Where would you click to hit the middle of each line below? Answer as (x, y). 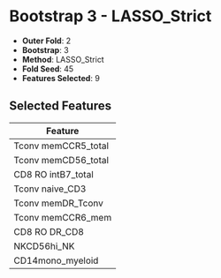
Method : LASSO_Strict (63, 59)
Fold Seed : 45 (48, 69)
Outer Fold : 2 (46, 41)
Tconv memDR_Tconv (58, 203)
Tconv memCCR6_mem (63, 217)
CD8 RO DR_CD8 (49, 231)
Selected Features (61, 106)
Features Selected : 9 (61, 78)
